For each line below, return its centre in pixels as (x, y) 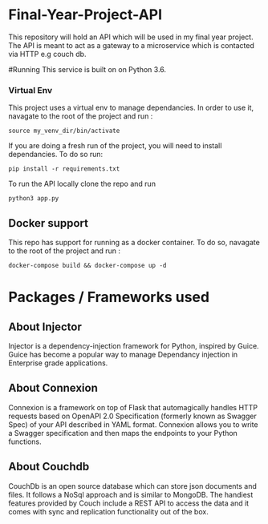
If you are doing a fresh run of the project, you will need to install (115, 146)
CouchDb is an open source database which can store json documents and (132, 486)
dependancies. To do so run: (56, 155)
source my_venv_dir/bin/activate (64, 131)
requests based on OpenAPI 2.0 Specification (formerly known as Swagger (132, 416)
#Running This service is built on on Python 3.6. (87, 69)
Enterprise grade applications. (58, 363)
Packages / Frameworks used (109, 297)
